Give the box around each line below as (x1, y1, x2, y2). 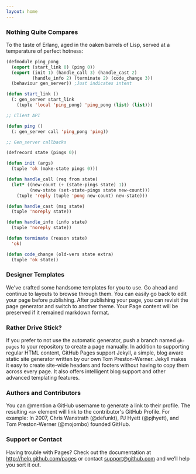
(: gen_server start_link (11, 97, 75, 103)
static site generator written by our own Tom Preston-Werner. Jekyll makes (6, 356, 187, 363)
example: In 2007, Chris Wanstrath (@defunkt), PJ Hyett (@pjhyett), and (6, 414, 180, 422)
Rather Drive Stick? (6, 323, 63, 332)
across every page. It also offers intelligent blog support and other (6, 368, 166, 375)
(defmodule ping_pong (6, 59, 59, 64)
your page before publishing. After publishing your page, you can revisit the (6, 296, 188, 304)
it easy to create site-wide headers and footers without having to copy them (6, 362, 189, 369)
